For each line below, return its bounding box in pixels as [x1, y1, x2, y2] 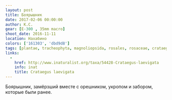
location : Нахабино [5, 36, 47, 42]
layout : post [5, 7, 33, 13]
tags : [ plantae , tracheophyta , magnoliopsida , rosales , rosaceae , [5, 46, 150, 51]
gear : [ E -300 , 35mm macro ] [5, 27, 66, 32]
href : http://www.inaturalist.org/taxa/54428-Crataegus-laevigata [14, 60, 159, 65]
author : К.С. [5, 22, 33, 27]
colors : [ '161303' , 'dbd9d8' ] [5, 41, 70, 46]
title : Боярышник [5, 12, 42, 17]
